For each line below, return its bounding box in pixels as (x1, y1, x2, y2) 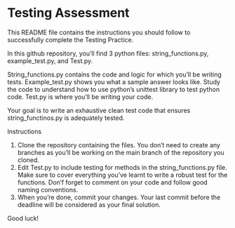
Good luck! (7, 214, 39, 222)
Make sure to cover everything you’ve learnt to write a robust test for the (17, 170, 228, 179)
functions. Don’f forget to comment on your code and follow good (17, 177, 208, 187)
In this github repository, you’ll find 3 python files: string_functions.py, (7, 49, 209, 58)
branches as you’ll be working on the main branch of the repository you (17, 148, 224, 156)
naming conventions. (17, 185, 79, 194)
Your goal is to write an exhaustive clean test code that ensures (7, 106, 191, 114)
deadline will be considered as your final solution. (17, 200, 161, 208)
